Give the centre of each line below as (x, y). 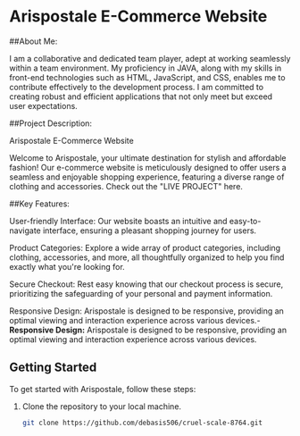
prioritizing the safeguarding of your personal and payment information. (141, 293)
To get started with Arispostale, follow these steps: (103, 389)
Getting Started (53, 368)
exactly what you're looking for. (67, 266)
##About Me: (33, 41)
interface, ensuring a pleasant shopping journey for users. (150, 231)
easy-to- (245, 221)
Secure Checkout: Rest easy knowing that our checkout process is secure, (146, 284)
